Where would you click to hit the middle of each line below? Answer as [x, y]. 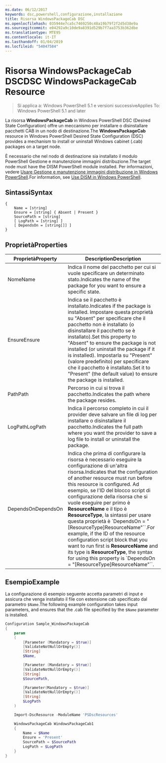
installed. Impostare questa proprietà [110, 312]
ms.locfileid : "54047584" [32, 46]
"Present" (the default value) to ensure [113, 374]
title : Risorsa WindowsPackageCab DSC [45, 19]
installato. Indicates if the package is [109, 306]
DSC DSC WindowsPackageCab [71, 81]
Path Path [18, 394]
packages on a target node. [33, 147]
